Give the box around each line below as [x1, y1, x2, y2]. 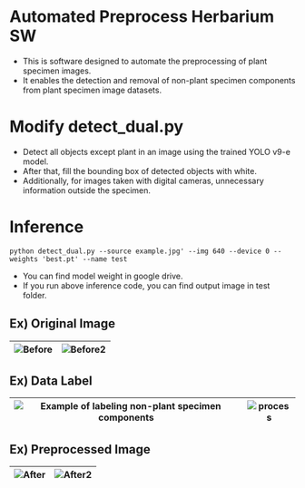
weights [9, 254, 39, 264]
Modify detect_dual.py [9, 116, 184, 137]
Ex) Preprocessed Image [9, 442, 152, 457]
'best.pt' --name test [42, 254, 128, 264]
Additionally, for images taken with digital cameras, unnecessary [22, 175, 265, 186]
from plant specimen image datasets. [22, 84, 162, 95]
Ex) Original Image [9, 316, 116, 332]
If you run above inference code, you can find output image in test [22, 279, 271, 291]
